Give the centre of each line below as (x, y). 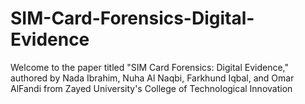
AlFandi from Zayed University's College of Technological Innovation (151, 88)
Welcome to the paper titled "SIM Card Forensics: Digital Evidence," (150, 67)
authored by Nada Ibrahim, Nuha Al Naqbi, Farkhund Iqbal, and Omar (152, 78)
